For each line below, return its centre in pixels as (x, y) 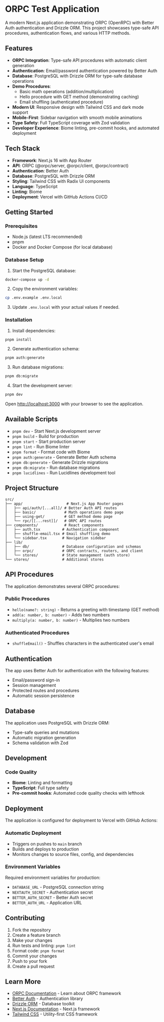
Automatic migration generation (44, 737)
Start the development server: (42, 386)
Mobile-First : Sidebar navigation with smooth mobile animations (77, 117)
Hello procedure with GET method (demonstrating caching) (79, 97)
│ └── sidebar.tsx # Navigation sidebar (56, 538)
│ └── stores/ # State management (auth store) (68, 555)
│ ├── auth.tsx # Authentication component (62, 529)
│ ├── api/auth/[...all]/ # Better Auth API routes (61, 508)
